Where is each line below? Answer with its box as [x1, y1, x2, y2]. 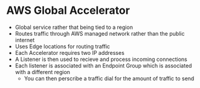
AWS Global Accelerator [6, 4, 130, 17]
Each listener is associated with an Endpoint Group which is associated [15, 61, 192, 69]
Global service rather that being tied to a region [15, 24, 133, 31]
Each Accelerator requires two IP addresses [15, 49, 125, 56]
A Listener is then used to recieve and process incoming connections [15, 55, 187, 63]
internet [15, 36, 35, 43]
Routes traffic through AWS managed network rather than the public [15, 30, 185, 37]
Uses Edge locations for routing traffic [15, 43, 111, 50]
